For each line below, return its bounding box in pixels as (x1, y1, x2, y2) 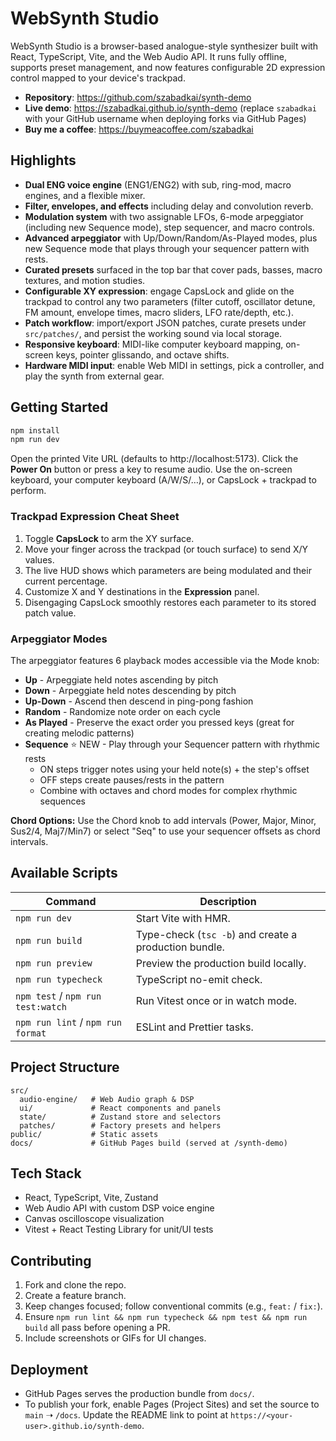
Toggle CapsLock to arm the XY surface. (24, 532, 195, 544)
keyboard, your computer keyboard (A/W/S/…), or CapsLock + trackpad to (10, 474, 317, 486)
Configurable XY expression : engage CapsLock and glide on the (24, 285, 295, 297)
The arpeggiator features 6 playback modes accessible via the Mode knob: (10, 654, 320, 666)
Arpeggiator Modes (10, 632, 108, 646)
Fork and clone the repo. (24, 1279, 127, 1291)
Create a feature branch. (24, 1290, 127, 1302)
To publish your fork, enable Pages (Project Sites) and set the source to (24, 1398, 320, 1410)
